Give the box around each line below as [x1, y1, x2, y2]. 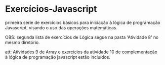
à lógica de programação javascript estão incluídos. [5, 54, 110, 60]
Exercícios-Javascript [5, 3, 97, 15]
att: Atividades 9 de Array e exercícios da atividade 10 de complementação [5, 49, 158, 55]
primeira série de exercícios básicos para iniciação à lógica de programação [5, 20, 161, 25]
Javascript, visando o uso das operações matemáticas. [5, 24, 118, 30]
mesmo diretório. [5, 39, 40, 45]
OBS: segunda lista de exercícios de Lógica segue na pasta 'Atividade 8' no [5, 34, 159, 40]
